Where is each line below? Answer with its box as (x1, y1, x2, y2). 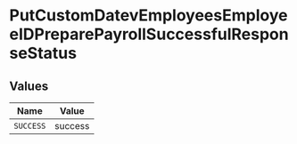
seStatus (9, 44, 78, 63)
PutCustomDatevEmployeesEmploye (9, 5, 288, 26)
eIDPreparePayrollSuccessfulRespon (9, 24, 289, 44)
